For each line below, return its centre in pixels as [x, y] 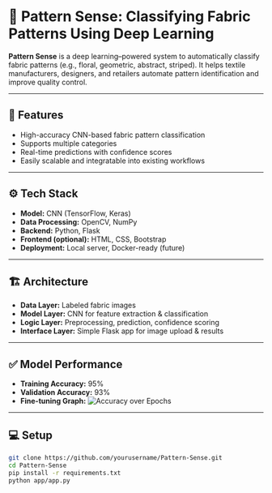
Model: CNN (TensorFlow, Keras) [75, 213]
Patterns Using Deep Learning [111, 34]
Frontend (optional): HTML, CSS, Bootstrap [93, 239]
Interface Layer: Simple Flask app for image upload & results [122, 331]
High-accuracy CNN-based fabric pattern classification [113, 135]
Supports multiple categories [68, 143]
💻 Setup [30, 435]
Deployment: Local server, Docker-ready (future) [102, 247]
